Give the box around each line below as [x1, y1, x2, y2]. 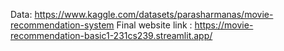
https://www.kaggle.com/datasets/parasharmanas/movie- [34, 9, 274, 20]
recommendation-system [10, 19, 115, 31]
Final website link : [116, 19, 193, 31]
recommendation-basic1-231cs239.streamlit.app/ [10, 30, 213, 41]
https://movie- [194, 19, 254, 31]
